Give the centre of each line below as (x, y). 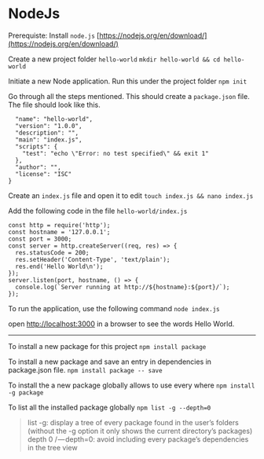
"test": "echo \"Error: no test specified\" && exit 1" (116, 153)
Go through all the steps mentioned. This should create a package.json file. (129, 96)
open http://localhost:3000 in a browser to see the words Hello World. (121, 324)
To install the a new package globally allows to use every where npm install (132, 385)
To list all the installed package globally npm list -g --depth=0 (110, 407)
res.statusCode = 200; (52, 252)
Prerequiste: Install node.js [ (54, 35)
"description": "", (47, 133)
